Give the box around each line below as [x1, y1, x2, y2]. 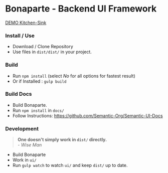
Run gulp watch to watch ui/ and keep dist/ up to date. [12, 162, 128, 168]
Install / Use [5, 32, 35, 39]
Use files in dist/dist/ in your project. [12, 49, 92, 55]
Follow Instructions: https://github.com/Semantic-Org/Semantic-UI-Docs [12, 112, 163, 118]
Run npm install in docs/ [12, 107, 64, 113]
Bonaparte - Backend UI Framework [5, 3, 157, 15]
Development [5, 125, 39, 132]
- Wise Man [17, 142, 42, 148]
